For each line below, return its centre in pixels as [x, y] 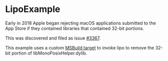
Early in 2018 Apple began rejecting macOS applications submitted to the [81, 23]
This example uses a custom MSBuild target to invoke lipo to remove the [80, 47]
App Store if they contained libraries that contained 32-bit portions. [75, 28]
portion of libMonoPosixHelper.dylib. [49, 53]
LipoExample [33, 9]
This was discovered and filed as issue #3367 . [53, 38]
